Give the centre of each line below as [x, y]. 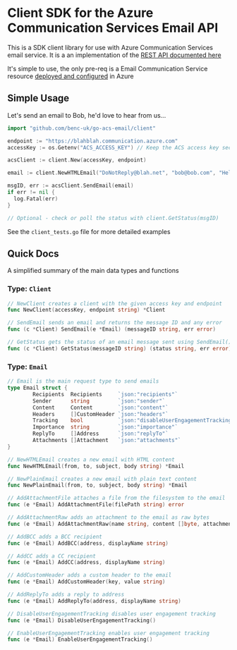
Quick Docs [33, 253]
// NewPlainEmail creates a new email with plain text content [102, 479]
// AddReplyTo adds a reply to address [66, 595]
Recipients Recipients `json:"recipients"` [105, 394]
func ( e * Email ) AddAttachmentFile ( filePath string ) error [96, 505]
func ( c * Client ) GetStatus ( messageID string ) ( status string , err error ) [120, 348]
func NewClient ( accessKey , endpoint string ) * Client [86, 310]
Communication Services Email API [113, 28]
